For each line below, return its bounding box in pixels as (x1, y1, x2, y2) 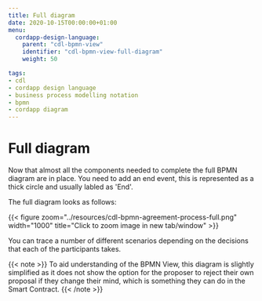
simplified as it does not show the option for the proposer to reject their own (8, 268, 254, 277)
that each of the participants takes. (8, 245, 122, 254)
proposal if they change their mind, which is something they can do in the (8, 276, 246, 286)
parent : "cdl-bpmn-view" (22, 41, 104, 49)
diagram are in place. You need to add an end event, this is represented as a (8, 174, 254, 183)
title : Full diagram (8, 11, 76, 20)
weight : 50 (22, 56, 58, 63)
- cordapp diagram (8, 106, 68, 114)
